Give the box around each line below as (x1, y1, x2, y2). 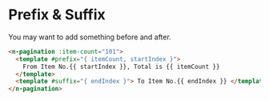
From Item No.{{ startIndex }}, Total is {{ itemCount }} (22, 63, 220, 71)
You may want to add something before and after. (8, 32, 172, 42)
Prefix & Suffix (8, 6, 106, 24)
